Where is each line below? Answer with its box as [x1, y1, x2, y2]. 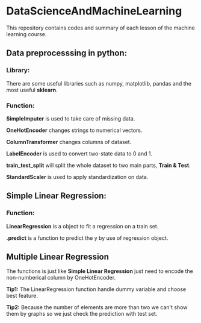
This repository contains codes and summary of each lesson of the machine [6, 24, 196, 31]
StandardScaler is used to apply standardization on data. [6, 173, 149, 180]
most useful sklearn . [6, 86, 58, 93]
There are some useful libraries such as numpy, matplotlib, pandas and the [6, 80, 191, 87]
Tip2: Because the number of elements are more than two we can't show [6, 304, 188, 311]
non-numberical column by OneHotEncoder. [6, 274, 116, 281]
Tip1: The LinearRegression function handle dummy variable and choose [6, 286, 187, 293]
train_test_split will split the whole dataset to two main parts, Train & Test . [6, 161, 191, 169]
